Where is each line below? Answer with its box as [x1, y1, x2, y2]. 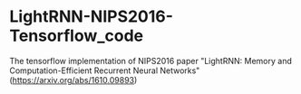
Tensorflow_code [9, 25, 144, 46]
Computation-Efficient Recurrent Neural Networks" [9, 65, 200, 76]
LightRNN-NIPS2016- [9, 6, 174, 27]
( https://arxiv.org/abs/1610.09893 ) [9, 74, 138, 85]
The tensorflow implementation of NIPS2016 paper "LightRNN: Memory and [9, 55, 292, 66]
